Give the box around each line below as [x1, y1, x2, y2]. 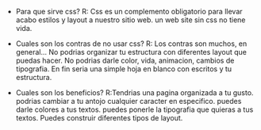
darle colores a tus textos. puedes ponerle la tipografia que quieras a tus [15, 105, 254, 114]
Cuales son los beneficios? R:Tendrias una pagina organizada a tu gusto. [15, 88, 254, 97]
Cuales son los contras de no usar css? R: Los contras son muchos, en [15, 39, 248, 48]
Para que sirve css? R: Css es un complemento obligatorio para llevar [15, 7, 244, 16]
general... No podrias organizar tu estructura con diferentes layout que [15, 48, 248, 56]
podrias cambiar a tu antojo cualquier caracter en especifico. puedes [15, 97, 242, 105]
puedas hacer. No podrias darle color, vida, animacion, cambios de [15, 55, 235, 65]
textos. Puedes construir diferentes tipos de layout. [15, 113, 183, 122]
